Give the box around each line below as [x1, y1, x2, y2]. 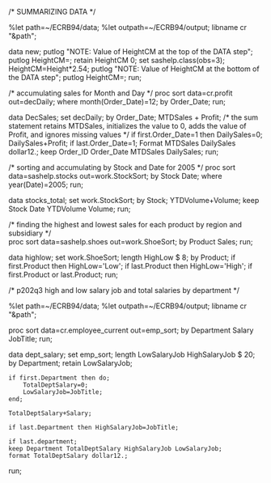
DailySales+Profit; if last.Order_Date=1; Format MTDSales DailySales [8, 138, 236, 148]
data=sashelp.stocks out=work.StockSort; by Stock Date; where [8, 172, 222, 180]
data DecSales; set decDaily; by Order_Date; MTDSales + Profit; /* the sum [8, 112, 259, 122]
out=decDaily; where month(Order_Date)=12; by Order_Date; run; [8, 97, 227, 106]
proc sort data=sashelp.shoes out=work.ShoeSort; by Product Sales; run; [8, 237, 253, 246]
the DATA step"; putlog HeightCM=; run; [8, 73, 142, 82]
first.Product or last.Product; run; [8, 270, 119, 279]
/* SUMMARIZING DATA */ [8, 7, 96, 16]
